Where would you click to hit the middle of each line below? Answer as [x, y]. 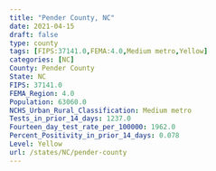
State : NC [28, 77]
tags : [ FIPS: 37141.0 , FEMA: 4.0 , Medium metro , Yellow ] [108, 52]
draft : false [34, 34]
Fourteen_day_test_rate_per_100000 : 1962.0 [93, 128]
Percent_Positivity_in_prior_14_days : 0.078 [94, 136]
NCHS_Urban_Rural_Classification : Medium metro [101, 110]
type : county [34, 43]
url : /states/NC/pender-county [68, 152]
